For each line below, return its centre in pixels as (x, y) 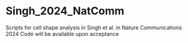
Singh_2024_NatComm (65, 11)
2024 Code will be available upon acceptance (62, 33)
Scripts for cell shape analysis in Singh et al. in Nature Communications (94, 27)
